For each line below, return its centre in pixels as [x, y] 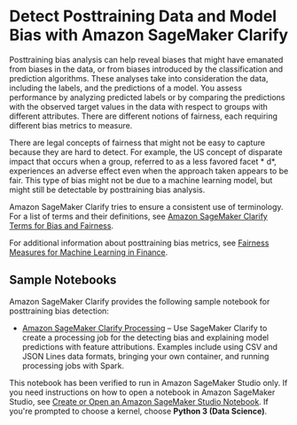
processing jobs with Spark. [73, 366]
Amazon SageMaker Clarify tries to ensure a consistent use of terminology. [146, 206]
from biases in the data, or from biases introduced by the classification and [146, 69]
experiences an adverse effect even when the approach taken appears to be [149, 171]
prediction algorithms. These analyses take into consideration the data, [139, 78]
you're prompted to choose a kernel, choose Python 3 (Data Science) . [138, 411]
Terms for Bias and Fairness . [61, 225]
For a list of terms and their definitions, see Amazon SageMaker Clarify [138, 216]
